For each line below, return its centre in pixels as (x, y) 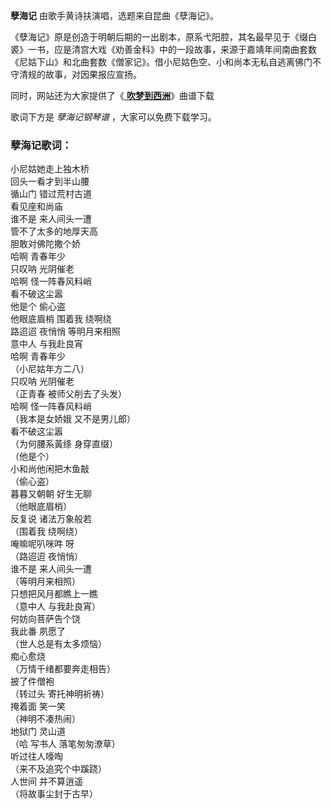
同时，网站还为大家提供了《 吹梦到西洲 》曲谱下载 (112, 95)
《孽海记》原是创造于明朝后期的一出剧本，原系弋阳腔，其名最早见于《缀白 (163, 37)
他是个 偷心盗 (38, 306)
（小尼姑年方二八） (50, 369)
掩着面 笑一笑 (38, 706)
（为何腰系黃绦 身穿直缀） (64, 444)
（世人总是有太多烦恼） (58, 644)
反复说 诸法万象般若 (51, 519)
